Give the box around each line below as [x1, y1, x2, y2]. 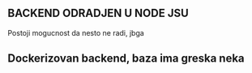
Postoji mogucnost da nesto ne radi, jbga [7, 28, 145, 37]
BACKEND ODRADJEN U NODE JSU [7, 6, 190, 20]
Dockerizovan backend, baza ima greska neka [7, 52, 245, 66]
